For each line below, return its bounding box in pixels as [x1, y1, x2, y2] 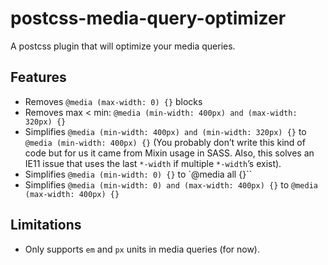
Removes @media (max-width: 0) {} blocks [24, 95, 203, 107]
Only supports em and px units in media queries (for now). [24, 243, 260, 255]
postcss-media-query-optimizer [10, 7, 287, 30]
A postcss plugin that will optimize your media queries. [10, 40, 236, 52]
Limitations [10, 217, 82, 234]
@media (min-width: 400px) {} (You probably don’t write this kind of [24, 136, 306, 148]
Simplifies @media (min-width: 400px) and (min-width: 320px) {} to [24, 125, 307, 137]
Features [10, 69, 67, 86]
